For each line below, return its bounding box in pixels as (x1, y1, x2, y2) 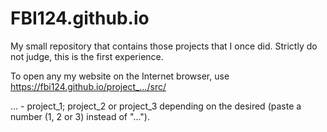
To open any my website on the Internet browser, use (10, 70, 230, 82)
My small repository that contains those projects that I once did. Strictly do (10, 40, 318, 52)
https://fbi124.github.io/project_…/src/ (10, 80, 167, 92)
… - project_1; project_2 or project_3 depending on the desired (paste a (10, 100, 302, 112)
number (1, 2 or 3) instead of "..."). (10, 110, 150, 122)
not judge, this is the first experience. (10, 50, 164, 62)
